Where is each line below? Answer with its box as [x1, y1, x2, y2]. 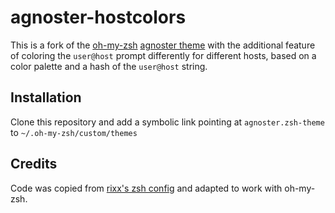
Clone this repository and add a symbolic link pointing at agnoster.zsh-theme [10, 116, 325, 128]
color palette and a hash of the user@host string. [10, 60, 208, 72]
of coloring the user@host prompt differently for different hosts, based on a [10, 49, 317, 61]
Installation [10, 89, 82, 106]
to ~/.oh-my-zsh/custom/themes [10, 126, 138, 138]
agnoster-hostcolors [10, 6, 187, 29]
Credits [10, 156, 58, 173]
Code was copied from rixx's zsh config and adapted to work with [10, 182, 283, 194]
